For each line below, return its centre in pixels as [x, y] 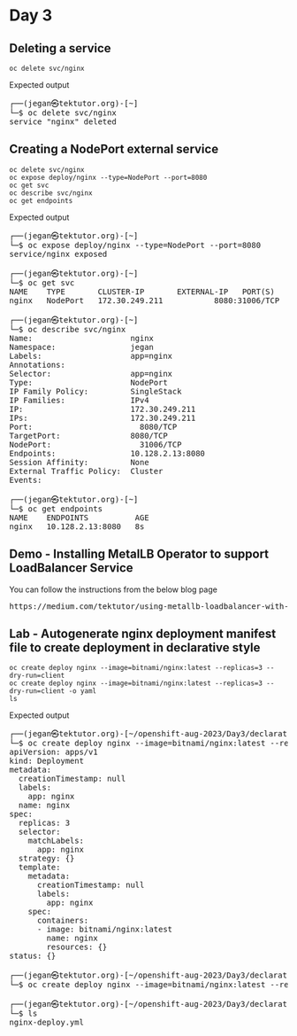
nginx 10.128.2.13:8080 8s [77, 526]
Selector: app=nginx [91, 374]
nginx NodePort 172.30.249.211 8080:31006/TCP [145, 300]
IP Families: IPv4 [79, 400]
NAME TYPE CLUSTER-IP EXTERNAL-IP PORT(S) [142, 292]
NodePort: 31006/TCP [95, 444]
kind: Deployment [46, 761]
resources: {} [77, 947]
